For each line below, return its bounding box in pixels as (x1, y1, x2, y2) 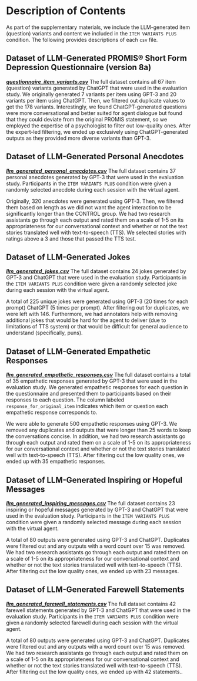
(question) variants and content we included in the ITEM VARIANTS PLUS (6, 29, 177, 37)
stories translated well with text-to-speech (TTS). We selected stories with (6, 229, 186, 236)
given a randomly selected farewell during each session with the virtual (6, 619, 179, 626)
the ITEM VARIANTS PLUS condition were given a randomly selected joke (6, 280, 178, 287)
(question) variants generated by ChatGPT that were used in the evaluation (6, 84, 188, 91)
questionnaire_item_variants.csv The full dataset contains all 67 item (6, 78, 176, 85)
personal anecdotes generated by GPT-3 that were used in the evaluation (6, 173, 184, 180)
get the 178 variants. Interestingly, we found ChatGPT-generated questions (6, 103, 187, 110)
